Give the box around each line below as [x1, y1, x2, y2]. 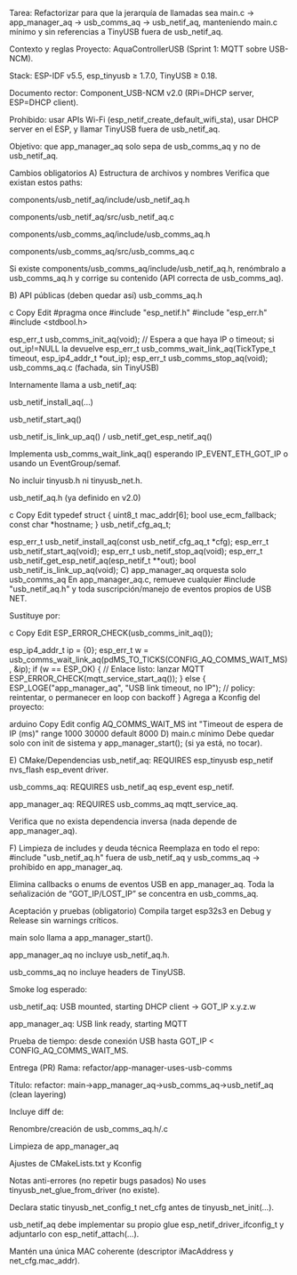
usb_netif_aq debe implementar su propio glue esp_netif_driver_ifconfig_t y [9, 1219, 285, 1230]
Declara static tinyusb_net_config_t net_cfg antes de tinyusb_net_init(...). [9, 1202, 274, 1213]
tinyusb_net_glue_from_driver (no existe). [9, 1185, 160, 1195]
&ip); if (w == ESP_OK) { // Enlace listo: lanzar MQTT [12, 664, 205, 674]
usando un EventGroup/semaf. [9, 458, 122, 468]
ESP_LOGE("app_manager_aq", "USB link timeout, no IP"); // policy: [9, 682, 256, 693]
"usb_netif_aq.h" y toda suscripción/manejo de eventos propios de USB [9, 584, 272, 594]
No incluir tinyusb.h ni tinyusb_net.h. [9, 475, 143, 486]
